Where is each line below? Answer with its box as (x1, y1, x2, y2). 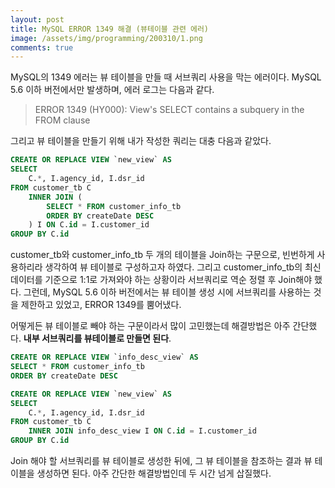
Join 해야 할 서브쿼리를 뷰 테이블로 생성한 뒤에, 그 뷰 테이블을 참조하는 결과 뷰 (10, 455, 313, 466)
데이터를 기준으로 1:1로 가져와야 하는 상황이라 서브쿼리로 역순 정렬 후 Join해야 (10, 274, 313, 286)
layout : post (10, 14, 65, 25)
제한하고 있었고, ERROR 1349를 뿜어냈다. (20, 299, 182, 311)
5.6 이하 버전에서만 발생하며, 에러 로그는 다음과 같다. (10, 84, 215, 96)
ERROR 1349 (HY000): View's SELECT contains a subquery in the (34, 104, 305, 116)
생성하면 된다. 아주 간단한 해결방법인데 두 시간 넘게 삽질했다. (36, 467, 272, 479)
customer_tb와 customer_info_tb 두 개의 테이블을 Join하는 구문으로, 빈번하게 (10, 249, 315, 261)
